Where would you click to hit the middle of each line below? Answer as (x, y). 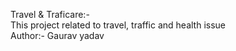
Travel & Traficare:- (50, 14)
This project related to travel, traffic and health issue (118, 25)
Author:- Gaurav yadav (57, 35)
